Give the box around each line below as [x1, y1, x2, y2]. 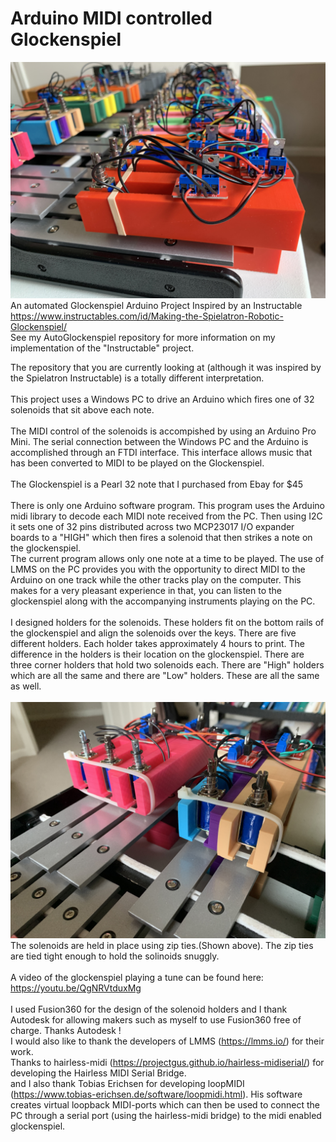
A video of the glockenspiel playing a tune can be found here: [10, 971, 264, 983]
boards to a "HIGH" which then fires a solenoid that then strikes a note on [10, 531, 313, 543]
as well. [10, 680, 42, 692]
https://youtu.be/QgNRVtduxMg [10, 982, 142, 994]
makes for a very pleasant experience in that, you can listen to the [10, 584, 282, 596]
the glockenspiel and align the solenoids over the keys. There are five [10, 627, 297, 639]
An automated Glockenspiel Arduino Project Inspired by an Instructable [10, 299, 303, 311]
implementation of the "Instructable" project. [10, 342, 195, 354]
